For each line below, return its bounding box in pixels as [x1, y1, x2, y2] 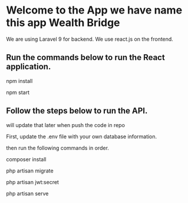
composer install [6, 155, 47, 162]
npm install [6, 77, 33, 84]
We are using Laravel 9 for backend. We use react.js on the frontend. [6, 35, 174, 42]
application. [6, 62, 51, 72]
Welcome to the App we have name [6, 4, 183, 17]
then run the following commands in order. [6, 144, 109, 151]
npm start [6, 89, 30, 96]
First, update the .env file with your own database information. [6, 133, 157, 140]
